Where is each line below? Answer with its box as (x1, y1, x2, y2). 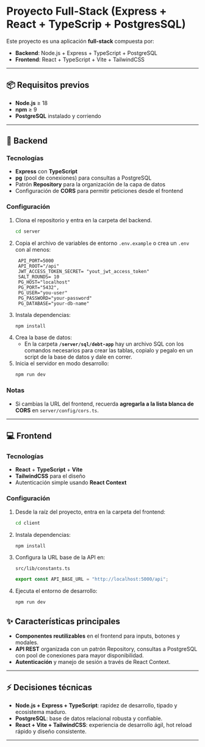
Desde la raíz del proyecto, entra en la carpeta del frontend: (15, 508, 166, 516)
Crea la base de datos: (15, 334, 72, 341)
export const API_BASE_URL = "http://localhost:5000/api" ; (15, 576, 169, 583)
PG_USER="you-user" (18, 290, 68, 296)
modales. (15, 638, 38, 646)
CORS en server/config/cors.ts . (15, 406, 99, 414)
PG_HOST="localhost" (18, 279, 70, 285)
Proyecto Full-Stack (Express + (6, 4, 167, 18)
